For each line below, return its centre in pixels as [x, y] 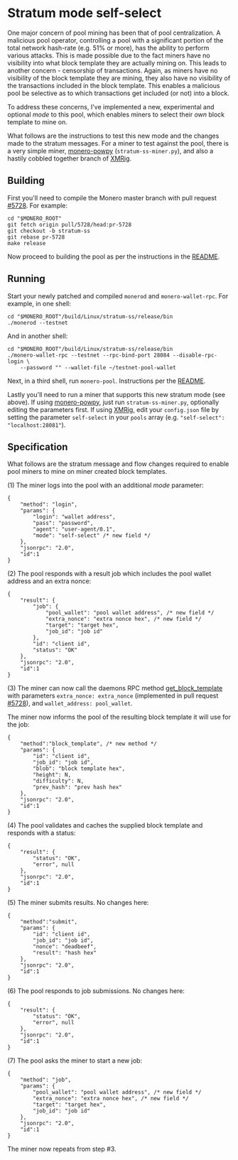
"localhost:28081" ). [37, 425]
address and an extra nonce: [49, 581]
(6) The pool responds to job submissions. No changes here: [96, 991]
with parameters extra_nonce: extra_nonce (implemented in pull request [113, 696]
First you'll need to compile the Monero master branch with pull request [112, 197]
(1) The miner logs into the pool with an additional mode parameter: [106, 485]
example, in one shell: [39, 303]
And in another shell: [38, 336]
